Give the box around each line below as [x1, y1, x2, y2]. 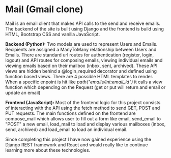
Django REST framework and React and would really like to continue [5, 141, 148, 148]
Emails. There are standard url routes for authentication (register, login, [5, 52, 154, 58]
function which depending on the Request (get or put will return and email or [5, 84, 166, 90]
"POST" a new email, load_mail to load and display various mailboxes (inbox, [5, 121, 166, 127]
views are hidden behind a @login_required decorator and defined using [5, 68, 157, 74]
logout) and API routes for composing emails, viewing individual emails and [5, 57, 163, 63]
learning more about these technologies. [5, 147, 91, 153]
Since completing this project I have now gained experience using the [5, 136, 152, 142]
